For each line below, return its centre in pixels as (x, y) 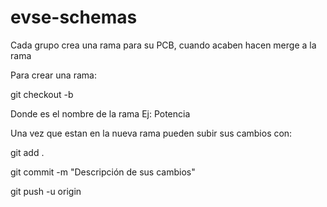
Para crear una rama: (53, 75)
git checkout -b (42, 94)
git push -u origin (46, 191)
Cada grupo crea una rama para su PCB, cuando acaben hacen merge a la (163, 45)
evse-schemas (74, 17)
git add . (27, 152)
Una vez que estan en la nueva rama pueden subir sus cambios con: (151, 133)
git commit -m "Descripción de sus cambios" (103, 172)
